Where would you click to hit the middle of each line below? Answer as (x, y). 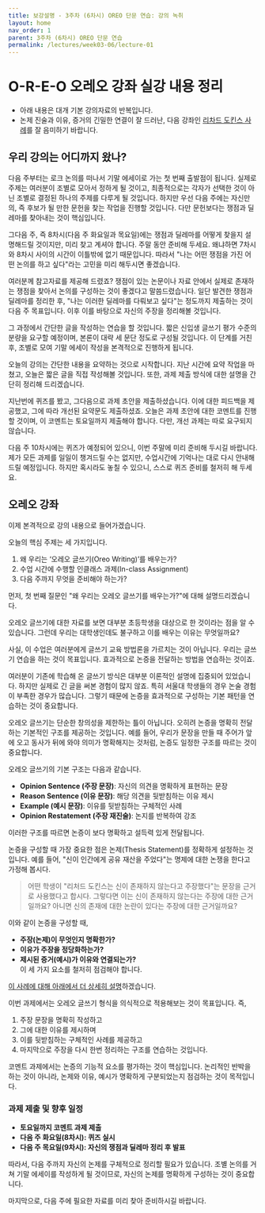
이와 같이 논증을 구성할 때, (48, 922)
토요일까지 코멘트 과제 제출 (61, 1127)
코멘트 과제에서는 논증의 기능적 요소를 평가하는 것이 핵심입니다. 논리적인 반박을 (130, 1066)
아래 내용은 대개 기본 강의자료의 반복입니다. (86, 110)
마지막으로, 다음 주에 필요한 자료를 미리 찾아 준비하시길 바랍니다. (108, 1200)
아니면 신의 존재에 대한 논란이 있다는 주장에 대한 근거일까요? (145, 905)
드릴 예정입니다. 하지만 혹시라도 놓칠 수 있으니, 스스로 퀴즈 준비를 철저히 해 (123, 467)
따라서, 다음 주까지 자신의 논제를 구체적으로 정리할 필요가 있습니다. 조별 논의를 (129, 1164)
